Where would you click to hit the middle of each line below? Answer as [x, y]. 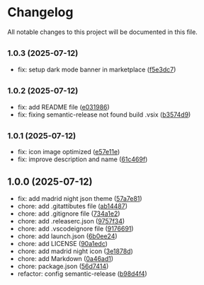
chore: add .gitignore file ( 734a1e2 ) [69, 214]
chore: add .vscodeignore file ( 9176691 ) [75, 229]
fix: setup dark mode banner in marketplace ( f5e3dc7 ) [97, 69]
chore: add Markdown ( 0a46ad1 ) [66, 259]
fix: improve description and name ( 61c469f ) [83, 159]
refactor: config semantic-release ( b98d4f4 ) [82, 274]
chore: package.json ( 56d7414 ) [63, 267]
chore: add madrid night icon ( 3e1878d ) [75, 251]
